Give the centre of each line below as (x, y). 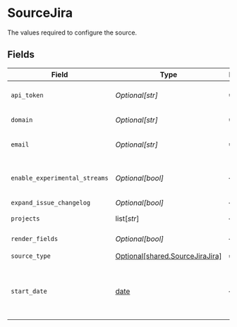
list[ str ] (127, 218)
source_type (31, 256)
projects (25, 218)
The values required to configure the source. (72, 32)
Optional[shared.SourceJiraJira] (169, 257)
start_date (29, 291)
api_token (27, 95)
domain (22, 120)
